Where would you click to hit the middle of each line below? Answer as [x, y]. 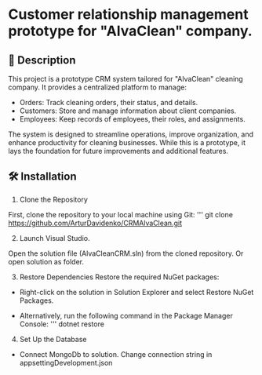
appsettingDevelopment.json [66, 362]
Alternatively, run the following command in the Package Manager [126, 315]
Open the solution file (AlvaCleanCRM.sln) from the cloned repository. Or [126, 253]
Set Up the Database [53, 339]
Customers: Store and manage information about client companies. [128, 111]
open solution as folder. [46, 261]
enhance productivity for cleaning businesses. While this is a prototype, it [127, 142]
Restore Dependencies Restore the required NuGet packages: [119, 277]
